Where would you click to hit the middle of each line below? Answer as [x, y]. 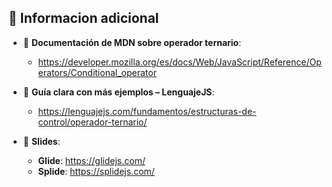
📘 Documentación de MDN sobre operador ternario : [132, 42]
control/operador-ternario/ [92, 122]
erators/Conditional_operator [97, 72]
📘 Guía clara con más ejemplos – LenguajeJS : [118, 92]
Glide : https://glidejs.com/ [91, 160]
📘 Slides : [41, 141]
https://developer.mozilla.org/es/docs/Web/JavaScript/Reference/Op [179, 62]
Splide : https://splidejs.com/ [96, 171]
